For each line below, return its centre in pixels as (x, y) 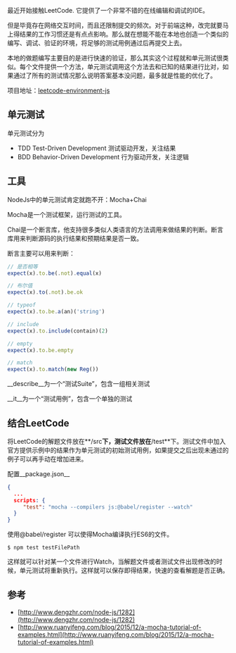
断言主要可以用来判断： (41, 253)
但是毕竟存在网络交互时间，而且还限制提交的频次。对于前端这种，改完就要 (115, 25)
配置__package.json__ (39, 473)
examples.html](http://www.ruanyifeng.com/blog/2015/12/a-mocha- (116, 635)
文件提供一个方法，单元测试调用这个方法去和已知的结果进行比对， (127, 67)
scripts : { (29, 500)
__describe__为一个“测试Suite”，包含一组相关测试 (79, 384)
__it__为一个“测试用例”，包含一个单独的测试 (70, 399)
